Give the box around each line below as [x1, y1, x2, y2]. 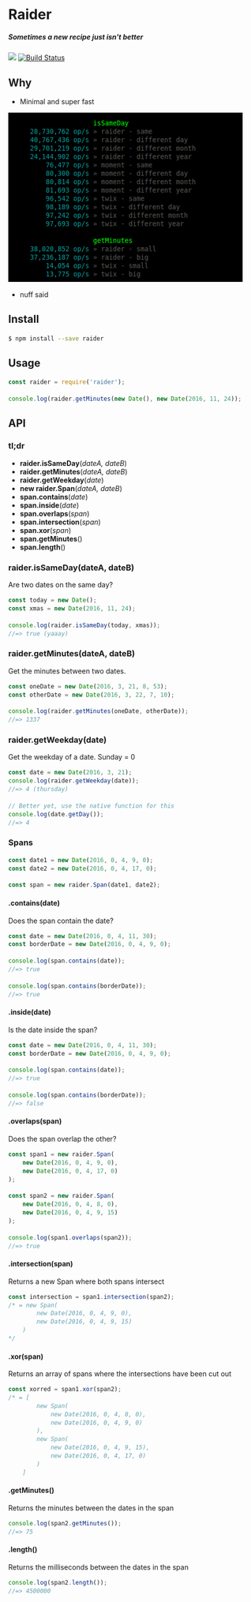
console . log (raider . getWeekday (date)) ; [8, 777, 140, 785]
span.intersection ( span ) [19, 517, 101, 527]
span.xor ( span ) [19, 525, 72, 535]
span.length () [19, 542, 66, 552]
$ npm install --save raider [8, 334, 104, 343]
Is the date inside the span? [8, 1025, 98, 1034]
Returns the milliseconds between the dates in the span [8, 1562, 189, 1572]
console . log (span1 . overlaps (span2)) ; [8, 1233, 133, 1241]
